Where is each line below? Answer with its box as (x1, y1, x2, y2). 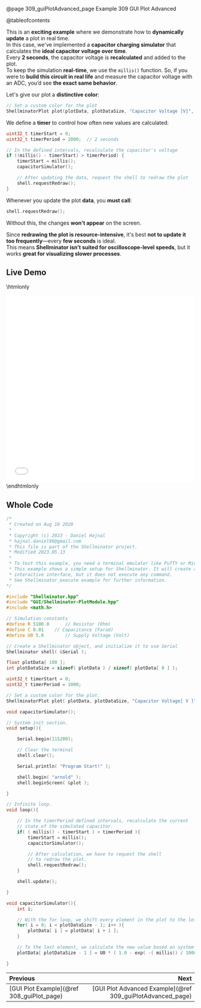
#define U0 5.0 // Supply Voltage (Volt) (6, 632, 130, 638)
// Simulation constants (6, 615, 68, 622)
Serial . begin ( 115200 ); (17, 736, 74, 742)
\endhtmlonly (6, 483, 39, 490)
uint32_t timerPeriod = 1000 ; (6, 681, 82, 687)
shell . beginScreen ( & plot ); (17, 780, 90, 786)
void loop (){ (6, 807, 39, 813)
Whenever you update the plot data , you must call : (6, 196, 132, 204)
